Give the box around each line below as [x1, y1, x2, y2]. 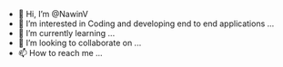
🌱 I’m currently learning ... [17, 28, 116, 38]
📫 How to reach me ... [17, 48, 103, 58]
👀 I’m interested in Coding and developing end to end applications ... [17, 18, 275, 29]
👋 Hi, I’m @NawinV [17, 9, 89, 19]
